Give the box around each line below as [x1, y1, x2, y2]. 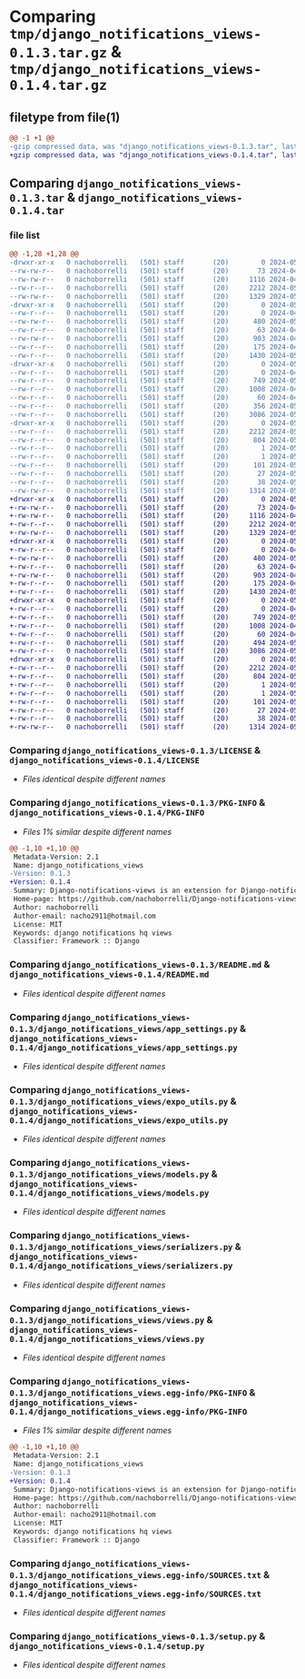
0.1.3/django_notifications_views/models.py [9, 1169, 210, 1180]
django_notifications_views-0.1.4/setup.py [9, 1642, 205, 1652]
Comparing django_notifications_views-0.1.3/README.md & [9, 959, 271, 971]
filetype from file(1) [9, 109, 121, 124]
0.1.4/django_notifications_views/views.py [9, 1334, 205, 1344]
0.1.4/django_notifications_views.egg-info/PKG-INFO [9, 1406, 248, 1416]
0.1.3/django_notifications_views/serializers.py [9, 1242, 233, 1253]
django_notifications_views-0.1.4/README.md [9, 969, 210, 980]
